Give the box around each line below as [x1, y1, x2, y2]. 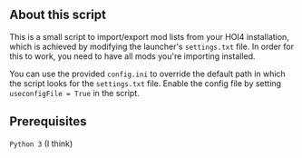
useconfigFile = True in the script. [9, 87, 141, 98]
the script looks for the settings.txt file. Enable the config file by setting [9, 77, 282, 89]
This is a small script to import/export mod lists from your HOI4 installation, [9, 31, 290, 42]
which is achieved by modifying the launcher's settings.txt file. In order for [9, 41, 295, 52]
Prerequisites [9, 114, 87, 130]
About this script [9, 7, 107, 23]
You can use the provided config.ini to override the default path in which [9, 68, 286, 79]
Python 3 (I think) [9, 138, 73, 149]
